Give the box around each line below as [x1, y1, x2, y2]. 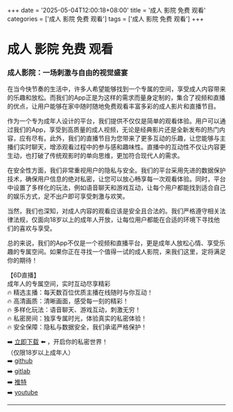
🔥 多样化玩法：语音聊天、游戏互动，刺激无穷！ [7, 305, 141, 314]
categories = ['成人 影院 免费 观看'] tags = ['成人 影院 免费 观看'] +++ [7, 15, 205, 23]
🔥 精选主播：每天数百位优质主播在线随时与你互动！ [7, 288, 154, 296]
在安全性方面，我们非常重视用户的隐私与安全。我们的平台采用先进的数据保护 [7, 166, 226, 174]
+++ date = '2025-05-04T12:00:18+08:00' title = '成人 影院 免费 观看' [7, 6, 206, 14]
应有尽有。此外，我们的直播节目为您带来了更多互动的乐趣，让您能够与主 [19, 134, 226, 143]
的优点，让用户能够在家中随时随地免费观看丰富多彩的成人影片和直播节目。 [7, 102, 220, 111]
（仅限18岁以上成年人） [7, 348, 75, 357]
